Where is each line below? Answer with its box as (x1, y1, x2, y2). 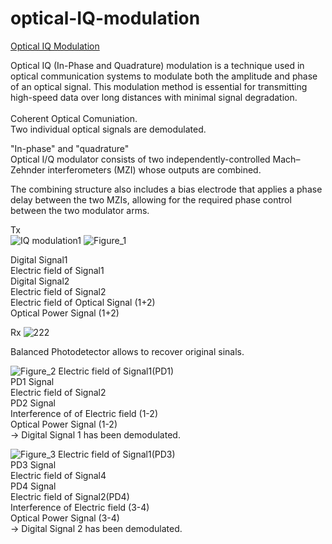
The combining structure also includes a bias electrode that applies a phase (10, 183, 323, 195)
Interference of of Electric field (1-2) (10, 407, 158, 419)
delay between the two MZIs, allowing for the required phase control (10, 193, 292, 206)
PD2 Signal (10, 397, 57, 409)
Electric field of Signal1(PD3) (58, 448, 176, 460)
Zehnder (10, 163, 46, 176)
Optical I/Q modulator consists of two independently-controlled (10, 153, 271, 165)
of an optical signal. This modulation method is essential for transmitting (10, 80, 308, 92)
